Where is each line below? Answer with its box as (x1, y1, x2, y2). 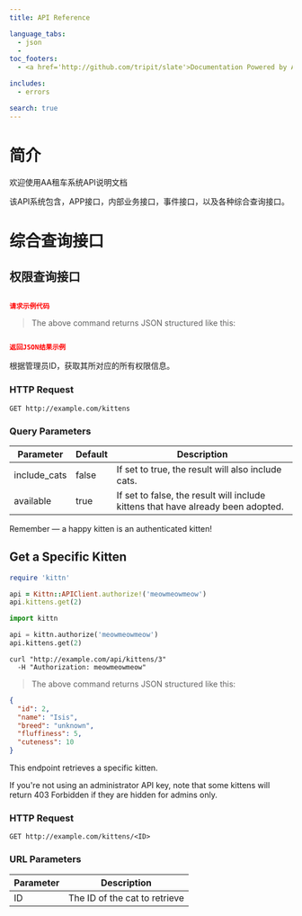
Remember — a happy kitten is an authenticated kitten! (9, 523, 213, 534)
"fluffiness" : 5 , (17, 730, 83, 739)
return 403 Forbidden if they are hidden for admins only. (9, 789, 218, 801)
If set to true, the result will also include (116, 462, 282, 475)
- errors (17, 87, 50, 96)
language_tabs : (9, 29, 67, 39)
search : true (9, 103, 58, 112)
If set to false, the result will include (116, 489, 266, 501)
